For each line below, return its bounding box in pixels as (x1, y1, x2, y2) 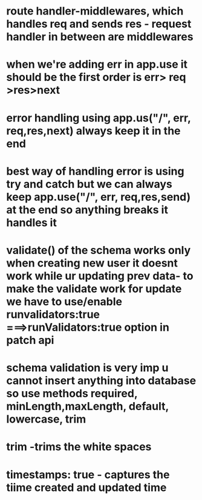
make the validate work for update (6, 282, 182, 296)
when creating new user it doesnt (6, 256, 178, 270)
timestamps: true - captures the (6, 467, 170, 481)
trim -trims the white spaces (6, 440, 152, 454)
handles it (6, 216, 57, 229)
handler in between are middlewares (6, 30, 194, 44)
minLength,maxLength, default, (6, 400, 169, 414)
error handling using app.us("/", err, (6, 111, 191, 125)
